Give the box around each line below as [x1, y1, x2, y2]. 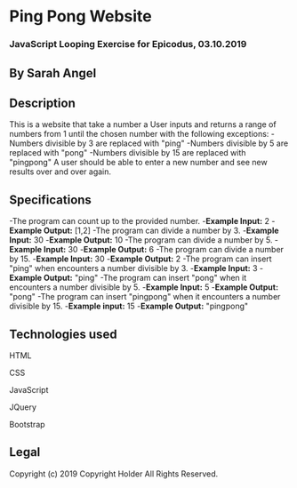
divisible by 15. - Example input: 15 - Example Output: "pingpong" [9, 300, 249, 312]
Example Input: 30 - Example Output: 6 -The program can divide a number [9, 244, 285, 255]
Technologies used [9, 326, 117, 341]
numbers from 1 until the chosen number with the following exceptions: [9, 129, 269, 140]
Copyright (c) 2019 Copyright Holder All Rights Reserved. [9, 468, 219, 479]
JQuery [9, 402, 37, 412]
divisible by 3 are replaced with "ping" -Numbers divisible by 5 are [44, 138, 289, 148]
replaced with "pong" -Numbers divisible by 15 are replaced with [9, 148, 246, 158]
